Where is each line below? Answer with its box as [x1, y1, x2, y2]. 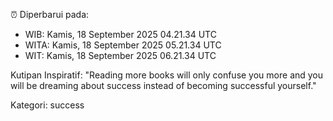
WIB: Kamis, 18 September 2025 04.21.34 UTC [24, 29, 217, 40]
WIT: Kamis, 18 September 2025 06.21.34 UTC [24, 50, 217, 61]
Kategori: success [10, 99, 85, 111]
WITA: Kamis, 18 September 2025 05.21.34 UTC [24, 39, 222, 51]
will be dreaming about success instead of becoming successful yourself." [10, 80, 317, 91]
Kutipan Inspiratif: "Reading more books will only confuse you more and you [10, 69, 324, 81]
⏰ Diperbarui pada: [10, 9, 90, 20]
